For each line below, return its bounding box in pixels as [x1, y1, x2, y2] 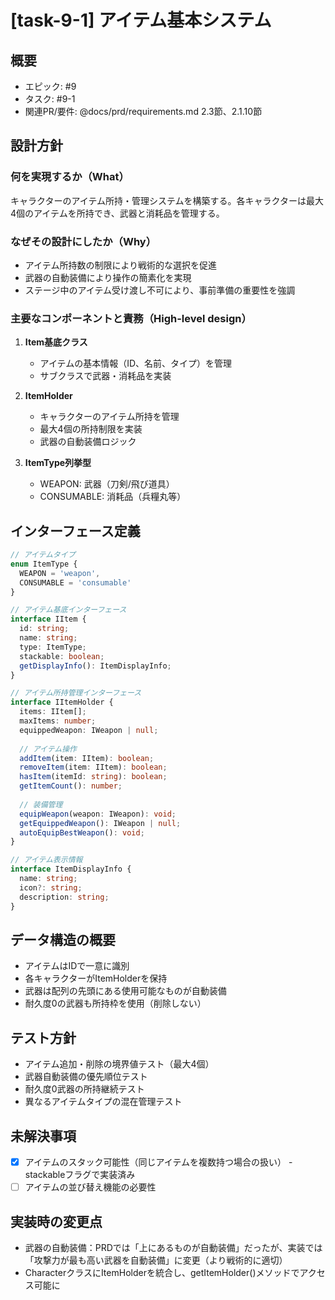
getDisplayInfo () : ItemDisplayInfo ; [19, 661, 172, 671]
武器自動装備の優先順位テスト [24, 1071, 148, 1083]
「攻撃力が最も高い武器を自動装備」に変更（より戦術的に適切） [24, 1254, 288, 1266]
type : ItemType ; [19, 642, 87, 652]
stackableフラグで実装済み [24, 1169, 136, 1181]
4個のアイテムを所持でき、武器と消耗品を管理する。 [10, 207, 225, 219]
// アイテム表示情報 [10, 855, 83, 865]
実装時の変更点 [10, 1213, 103, 1230]
